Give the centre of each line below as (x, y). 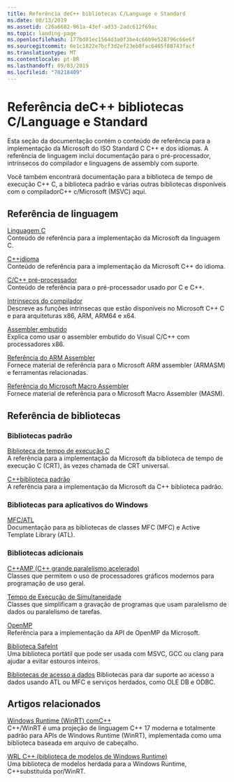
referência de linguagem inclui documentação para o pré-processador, (109, 156)
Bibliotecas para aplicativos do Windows (78, 504)
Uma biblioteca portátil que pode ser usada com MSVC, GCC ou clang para (116, 653)
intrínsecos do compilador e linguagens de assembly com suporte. (103, 163)
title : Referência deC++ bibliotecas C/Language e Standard (97, 14)
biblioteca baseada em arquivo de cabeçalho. (73, 743)
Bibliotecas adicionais (45, 553)
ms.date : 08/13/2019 (37, 20)
